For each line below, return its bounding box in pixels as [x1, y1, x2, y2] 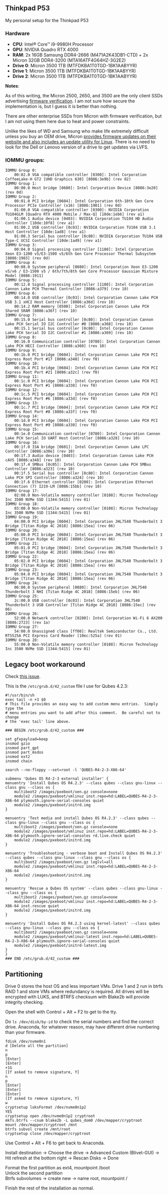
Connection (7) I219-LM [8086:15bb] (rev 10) [5, 484, 102, 489]
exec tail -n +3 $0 [5, 697, 46, 702]
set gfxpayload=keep [5, 737, 49, 742]
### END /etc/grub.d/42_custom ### [5, 956, 80, 961]
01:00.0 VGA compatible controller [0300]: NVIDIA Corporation [14, 208, 149, 213]
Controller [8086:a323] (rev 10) [5, 467, 75, 472]
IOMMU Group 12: [5, 387, 39, 393]
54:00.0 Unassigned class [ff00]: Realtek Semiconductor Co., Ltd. [14, 629, 158, 634]
